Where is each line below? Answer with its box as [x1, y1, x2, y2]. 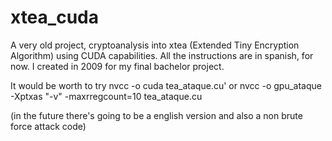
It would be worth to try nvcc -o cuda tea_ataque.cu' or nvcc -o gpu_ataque [10, 79, 322, 91]
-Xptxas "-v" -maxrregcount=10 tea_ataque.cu [10, 90, 203, 102]
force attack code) [10, 120, 87, 132]
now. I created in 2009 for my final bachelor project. [10, 60, 225, 72]
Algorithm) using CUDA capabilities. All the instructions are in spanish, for [10, 49, 314, 61]
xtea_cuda [10, 6, 99, 29]
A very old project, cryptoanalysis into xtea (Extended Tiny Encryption [10, 39, 300, 51]
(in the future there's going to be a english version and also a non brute [10, 109, 303, 121]
